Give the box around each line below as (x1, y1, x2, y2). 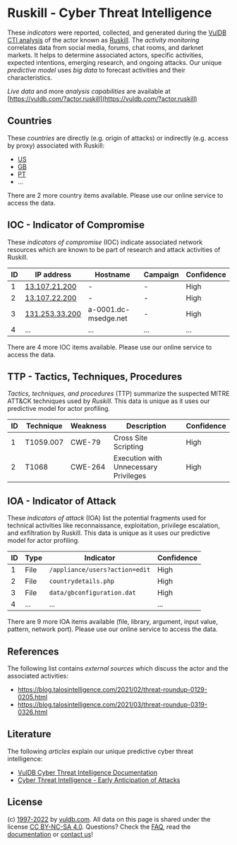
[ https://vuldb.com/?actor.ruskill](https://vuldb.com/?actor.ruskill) (7, 94, 197, 103)
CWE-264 (70, 462, 106, 472)
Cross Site (113, 433, 148, 443)
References (7, 645, 59, 657)
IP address (35, 270, 72, 280)
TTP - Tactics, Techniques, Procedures (7, 371, 183, 383)
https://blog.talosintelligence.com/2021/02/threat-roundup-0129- (17, 685, 208, 693)
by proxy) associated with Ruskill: (7, 141, 104, 150)
